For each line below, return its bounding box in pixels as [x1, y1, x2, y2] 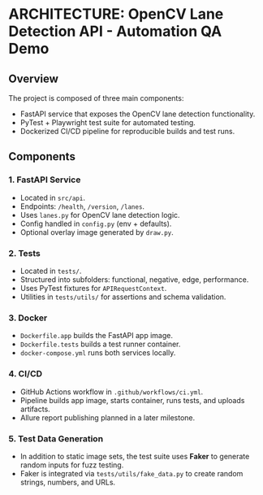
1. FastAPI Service [8, 174, 81, 185]
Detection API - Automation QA [8, 22, 222, 41]
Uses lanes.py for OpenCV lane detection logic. [19, 210, 180, 219]
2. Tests [8, 247, 41, 258]
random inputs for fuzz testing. [19, 460, 124, 470]
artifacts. [19, 404, 50, 414]
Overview [8, 72, 59, 85]
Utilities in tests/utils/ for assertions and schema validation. [19, 292, 226, 302]
